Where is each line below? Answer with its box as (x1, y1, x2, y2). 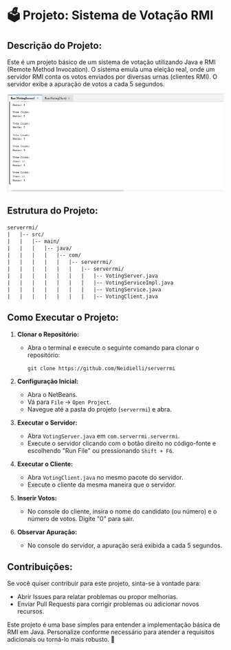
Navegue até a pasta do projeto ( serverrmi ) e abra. (27, 405, 172, 413)
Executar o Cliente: (16, 460, 74, 468)
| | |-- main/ (7, 238, 60, 245)
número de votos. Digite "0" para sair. (27, 514, 135, 522)
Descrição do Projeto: (7, 39, 102, 51)
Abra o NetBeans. (27, 390, 78, 398)
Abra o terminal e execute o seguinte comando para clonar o (27, 343, 199, 352)
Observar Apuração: (16, 527, 78, 536)
